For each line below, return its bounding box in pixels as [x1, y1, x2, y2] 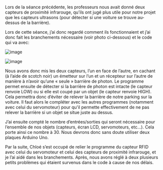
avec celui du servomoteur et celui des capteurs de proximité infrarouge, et [5, 149, 156, 155]
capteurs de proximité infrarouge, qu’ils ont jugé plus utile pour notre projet [5, 9, 156, 15]
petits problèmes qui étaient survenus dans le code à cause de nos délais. [5, 160, 154, 165]
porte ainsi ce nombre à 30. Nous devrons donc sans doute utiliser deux [5, 129, 150, 135]
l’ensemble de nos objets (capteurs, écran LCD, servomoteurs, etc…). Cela [5, 124, 154, 130]
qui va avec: [5, 40, 30, 45]
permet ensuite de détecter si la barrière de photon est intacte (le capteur [5, 84, 153, 89]
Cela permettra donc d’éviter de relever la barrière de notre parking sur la [5, 94, 152, 100]
